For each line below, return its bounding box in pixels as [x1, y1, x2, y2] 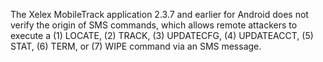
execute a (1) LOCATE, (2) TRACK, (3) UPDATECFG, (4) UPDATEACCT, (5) [10, 30, 314, 41]
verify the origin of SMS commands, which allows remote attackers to [10, 19, 298, 31]
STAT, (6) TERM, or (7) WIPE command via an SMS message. [10, 40, 262, 52]
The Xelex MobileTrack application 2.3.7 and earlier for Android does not [10, 9, 309, 20]
